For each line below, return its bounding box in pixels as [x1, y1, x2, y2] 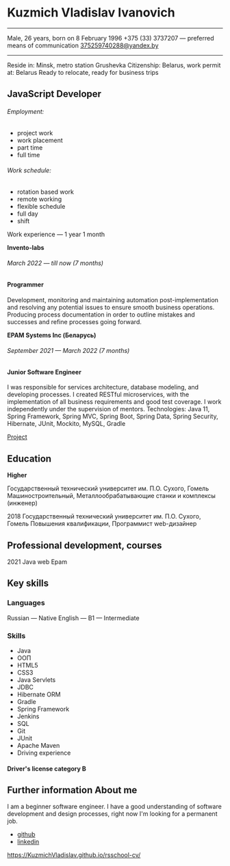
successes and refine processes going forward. [7, 317, 142, 326]
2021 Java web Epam [7, 558, 67, 566]
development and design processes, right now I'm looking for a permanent [7, 810, 218, 818]
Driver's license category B [7, 764, 87, 773]
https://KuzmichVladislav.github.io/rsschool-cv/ [7, 851, 141, 859]
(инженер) [7, 499, 38, 508]
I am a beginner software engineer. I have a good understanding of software [7, 802, 222, 811]
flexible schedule [16, 202, 66, 210]
